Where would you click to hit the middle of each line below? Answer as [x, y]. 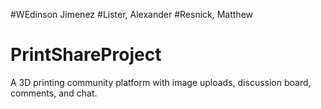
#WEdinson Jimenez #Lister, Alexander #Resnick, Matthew [132, 14]
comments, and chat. [54, 93]
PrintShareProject [86, 55]
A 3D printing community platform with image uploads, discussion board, [161, 82]
